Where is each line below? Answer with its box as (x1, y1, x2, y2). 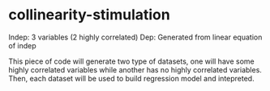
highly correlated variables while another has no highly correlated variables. (8, 64, 262, 74)
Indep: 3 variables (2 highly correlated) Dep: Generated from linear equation (8, 32, 263, 42)
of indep (8, 40, 36, 50)
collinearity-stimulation (8, 6, 170, 24)
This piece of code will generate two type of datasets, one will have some (8, 56, 255, 66)
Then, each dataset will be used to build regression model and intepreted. (8, 73, 255, 83)
